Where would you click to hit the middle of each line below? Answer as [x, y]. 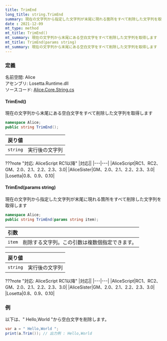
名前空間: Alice [20, 77]
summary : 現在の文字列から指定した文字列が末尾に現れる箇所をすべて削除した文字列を [82, 19]
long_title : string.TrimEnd [34, 14]
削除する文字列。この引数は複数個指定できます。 [80, 242]
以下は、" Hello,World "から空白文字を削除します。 [57, 320]
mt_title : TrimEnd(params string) [41, 42]
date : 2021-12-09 [24, 24]
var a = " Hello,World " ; [32, 329]
